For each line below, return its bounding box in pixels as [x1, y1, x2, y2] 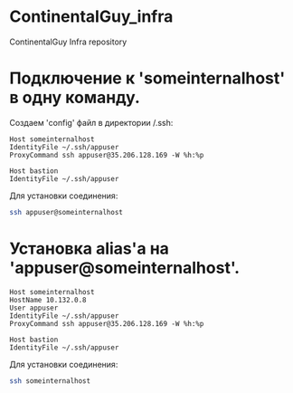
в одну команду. [9, 88, 140, 108]
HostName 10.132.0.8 [9, 295, 88, 304]
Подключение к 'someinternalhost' [9, 68, 286, 89]
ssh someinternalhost [9, 376, 91, 386]
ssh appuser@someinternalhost [9, 207, 124, 216]
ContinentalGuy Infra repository [9, 36, 128, 47]
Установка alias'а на [9, 238, 170, 259]
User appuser [9, 303, 59, 312]
